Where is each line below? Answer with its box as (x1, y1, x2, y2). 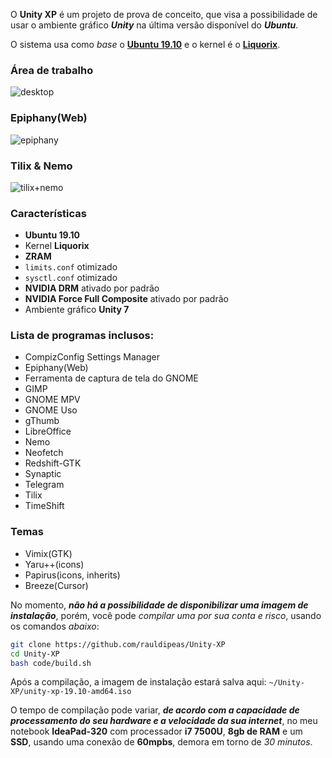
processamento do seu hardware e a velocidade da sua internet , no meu (10, 715, 318, 727)
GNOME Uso (24, 404, 78, 416)
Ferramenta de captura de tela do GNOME (24, 372, 199, 384)
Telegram (24, 479, 65, 491)
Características (10, 206, 87, 220)
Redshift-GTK (24, 457, 82, 469)
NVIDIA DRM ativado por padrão (24, 282, 160, 294)
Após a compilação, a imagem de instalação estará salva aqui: (10, 676, 267, 688)
